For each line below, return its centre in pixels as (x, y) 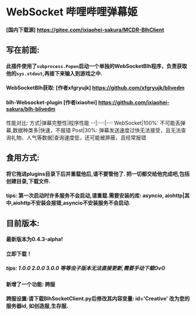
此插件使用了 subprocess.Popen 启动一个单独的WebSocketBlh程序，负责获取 (97, 66)
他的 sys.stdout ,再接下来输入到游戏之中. (54, 73)
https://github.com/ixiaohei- (134, 102)
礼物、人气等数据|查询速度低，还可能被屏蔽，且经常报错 (78, 137)
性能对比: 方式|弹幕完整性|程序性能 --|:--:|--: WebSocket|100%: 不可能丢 (93, 123)
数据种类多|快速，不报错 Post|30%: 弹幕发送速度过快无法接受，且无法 (97, 130)
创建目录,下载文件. (28, 181)
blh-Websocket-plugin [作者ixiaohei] (52, 102)
